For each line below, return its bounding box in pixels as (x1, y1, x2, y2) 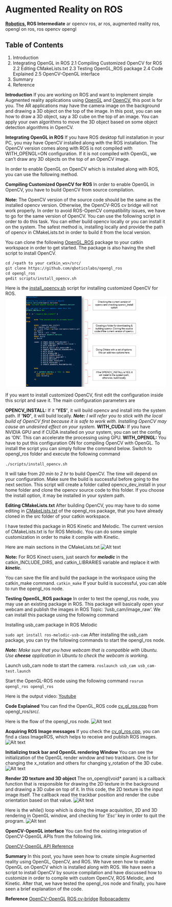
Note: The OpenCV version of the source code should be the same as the (5, 196, 161, 203)
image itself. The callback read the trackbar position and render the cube (5, 792, 159, 798)
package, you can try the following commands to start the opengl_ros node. (5, 637, 165, 643)
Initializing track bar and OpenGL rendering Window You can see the (5, 749, 154, 755)
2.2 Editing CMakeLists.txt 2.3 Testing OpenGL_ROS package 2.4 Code (12, 65, 163, 71)
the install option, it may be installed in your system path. (5, 493, 125, 499)
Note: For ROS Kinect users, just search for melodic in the (5, 554, 128, 560)
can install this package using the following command (5, 612, 119, 618)
